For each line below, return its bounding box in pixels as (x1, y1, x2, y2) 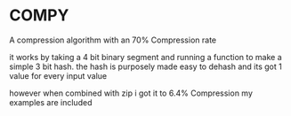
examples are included (9, 97, 93, 107)
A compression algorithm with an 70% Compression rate (9, 35, 216, 45)
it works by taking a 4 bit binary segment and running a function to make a (9, 51, 282, 62)
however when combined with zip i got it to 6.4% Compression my (9, 88, 254, 98)
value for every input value (9, 70, 108, 81)
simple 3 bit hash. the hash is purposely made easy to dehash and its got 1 (9, 61, 282, 72)
